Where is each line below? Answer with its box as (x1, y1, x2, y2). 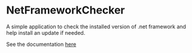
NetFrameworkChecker (6, 4, 126, 17)
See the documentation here (6, 41, 77, 48)
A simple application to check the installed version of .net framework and (6, 23, 187, 30)
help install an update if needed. (6, 29, 86, 36)
